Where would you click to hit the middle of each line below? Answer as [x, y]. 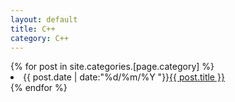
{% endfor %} [39, 88]
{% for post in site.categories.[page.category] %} [112, 67]
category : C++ [40, 38]
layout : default [44, 19]
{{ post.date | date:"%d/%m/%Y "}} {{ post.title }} [124, 77]
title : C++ [33, 29]
